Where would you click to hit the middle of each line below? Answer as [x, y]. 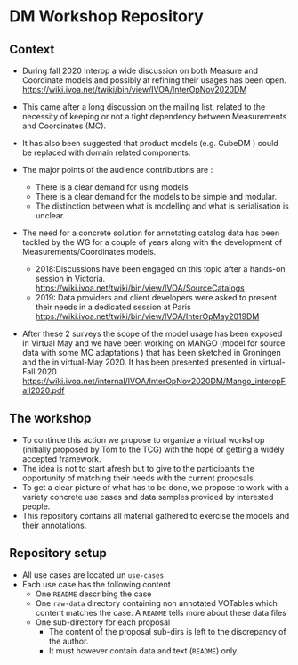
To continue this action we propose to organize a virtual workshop [143, 439]
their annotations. [54, 525]
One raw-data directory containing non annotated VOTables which [156, 603]
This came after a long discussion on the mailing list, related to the [144, 107]
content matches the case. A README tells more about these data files [161, 612]
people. [36, 506]
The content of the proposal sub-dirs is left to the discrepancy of [167, 631]
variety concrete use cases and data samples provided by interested [148, 497]
